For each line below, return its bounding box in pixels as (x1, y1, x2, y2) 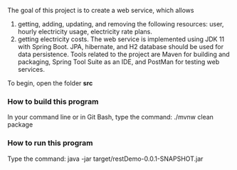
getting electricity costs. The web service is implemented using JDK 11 (17, 35, 225, 43)
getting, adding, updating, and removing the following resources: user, (17, 20, 224, 28)
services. (17, 65, 45, 73)
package (7, 120, 33, 129)
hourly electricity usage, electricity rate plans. (17, 28, 153, 36)
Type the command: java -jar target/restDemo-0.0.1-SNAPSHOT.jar (7, 154, 204, 163)
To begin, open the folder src (7, 79, 93, 87)
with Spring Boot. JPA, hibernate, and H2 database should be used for (17, 43, 224, 51)
